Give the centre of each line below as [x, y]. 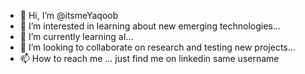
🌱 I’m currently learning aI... [76, 36]
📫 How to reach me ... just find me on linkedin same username [149, 58]
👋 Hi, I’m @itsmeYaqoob [69, 15]
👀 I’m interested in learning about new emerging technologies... [150, 26]
